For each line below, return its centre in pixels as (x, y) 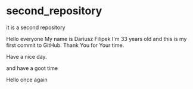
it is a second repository (36, 27)
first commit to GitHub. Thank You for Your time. (65, 45)
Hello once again (27, 80)
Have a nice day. (27, 56)
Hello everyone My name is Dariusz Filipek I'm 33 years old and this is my (96, 39)
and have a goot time (32, 68)
